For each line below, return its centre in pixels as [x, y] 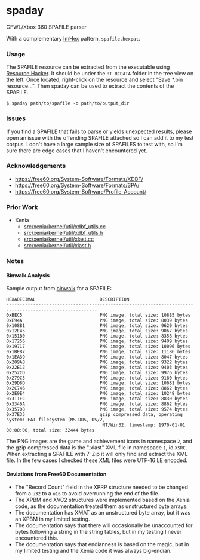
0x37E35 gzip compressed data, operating [95, 415]
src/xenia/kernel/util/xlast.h [57, 246]
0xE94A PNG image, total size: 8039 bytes [97, 320]
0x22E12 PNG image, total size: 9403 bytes [97, 368]
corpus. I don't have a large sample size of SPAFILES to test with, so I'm [95, 144]
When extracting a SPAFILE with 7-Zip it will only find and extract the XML [97, 454]
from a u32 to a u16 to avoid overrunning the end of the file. [87, 494]
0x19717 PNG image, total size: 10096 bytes [99, 347]
